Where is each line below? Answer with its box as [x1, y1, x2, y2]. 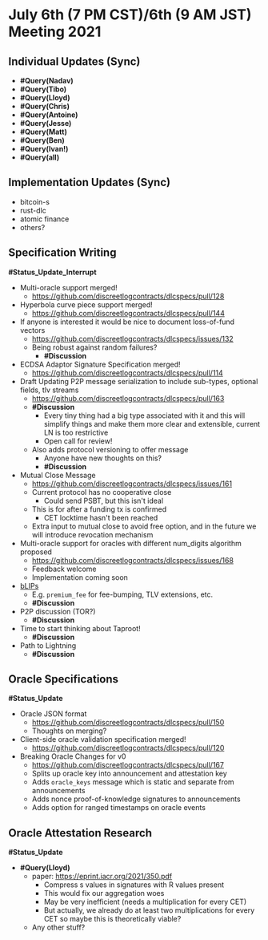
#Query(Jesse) [19, 119, 72, 128]
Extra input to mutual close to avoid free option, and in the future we [31, 521, 257, 531]
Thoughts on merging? [31, 726, 107, 735]
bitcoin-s [19, 197, 50, 206]
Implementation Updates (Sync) [8, 176, 170, 189]
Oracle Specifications [8, 672, 118, 687]
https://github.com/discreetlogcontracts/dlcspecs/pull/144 [31, 308, 226, 318]
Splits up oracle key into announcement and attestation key [31, 768, 228, 779]
